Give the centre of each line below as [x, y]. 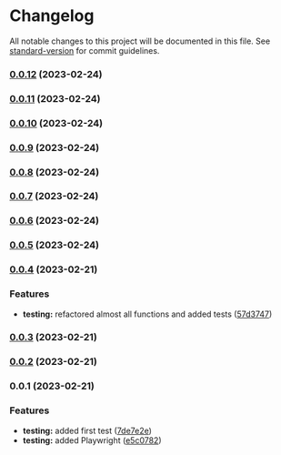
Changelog [52, 16]
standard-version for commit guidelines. [85, 50]
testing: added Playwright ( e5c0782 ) [92, 440]
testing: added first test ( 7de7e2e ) [87, 430]
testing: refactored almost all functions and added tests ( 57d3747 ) [147, 314]
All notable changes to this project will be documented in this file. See [140, 41]
